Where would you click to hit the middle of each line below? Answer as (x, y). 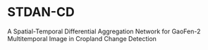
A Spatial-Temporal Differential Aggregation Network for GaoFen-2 (104, 31)
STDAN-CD (41, 12)
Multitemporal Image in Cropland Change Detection (82, 38)
